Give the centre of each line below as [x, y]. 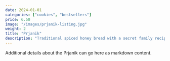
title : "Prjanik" [24, 34]
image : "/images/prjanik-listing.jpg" [46, 24]
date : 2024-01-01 [24, 10]
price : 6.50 [18, 19]
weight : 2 [16, 29]
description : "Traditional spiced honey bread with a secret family [79, 39]
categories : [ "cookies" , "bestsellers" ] [49, 15]
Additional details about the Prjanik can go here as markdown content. [78, 53]
